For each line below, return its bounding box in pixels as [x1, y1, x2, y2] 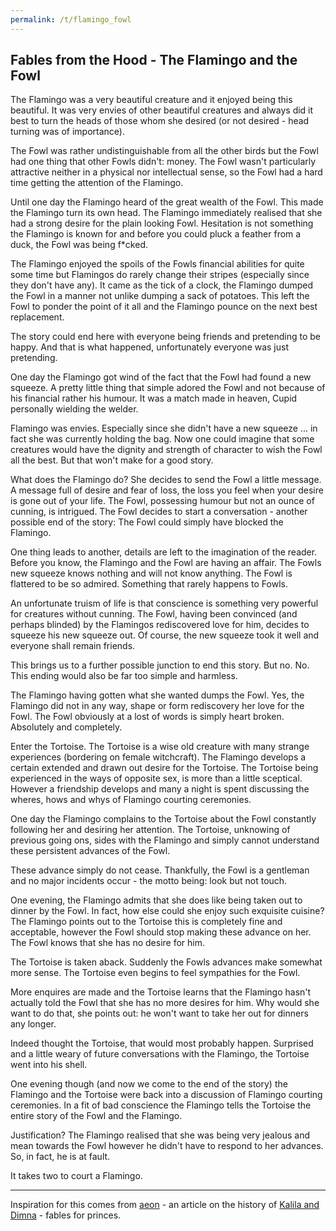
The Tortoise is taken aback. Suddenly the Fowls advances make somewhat [10, 956, 323, 968]
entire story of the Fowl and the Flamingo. [10, 1110, 183, 1122]
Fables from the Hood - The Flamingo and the [10, 52, 298, 69]
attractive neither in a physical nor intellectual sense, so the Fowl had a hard [10, 166, 323, 178]
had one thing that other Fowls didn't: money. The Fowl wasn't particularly [10, 156, 317, 168]
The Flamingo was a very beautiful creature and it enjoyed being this [10, 94, 293, 106]
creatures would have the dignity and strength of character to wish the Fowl [10, 444, 323, 456]
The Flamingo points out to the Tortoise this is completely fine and [10, 916, 283, 928]
